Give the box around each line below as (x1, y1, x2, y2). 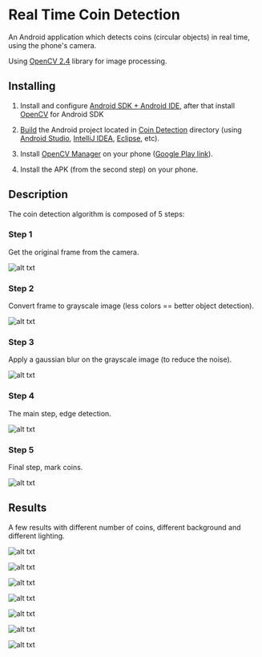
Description (8, 188, 68, 201)
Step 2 (8, 282, 34, 294)
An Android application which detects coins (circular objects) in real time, (8, 32, 250, 42)
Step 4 (8, 391, 34, 402)
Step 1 (8, 229, 33, 240)
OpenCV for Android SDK (19, 109, 104, 119)
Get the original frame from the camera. (8, 247, 139, 257)
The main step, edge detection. (8, 408, 112, 418)
